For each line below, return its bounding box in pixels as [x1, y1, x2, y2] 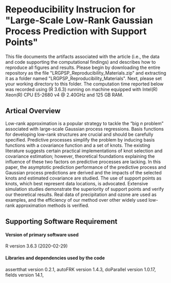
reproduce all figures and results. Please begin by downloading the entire [5, 64, 161, 70]
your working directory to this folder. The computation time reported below [5, 81, 164, 87]
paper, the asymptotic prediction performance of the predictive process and [5, 164, 166, 170]
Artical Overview [5, 107, 61, 115]
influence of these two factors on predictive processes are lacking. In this [5, 158, 161, 165]
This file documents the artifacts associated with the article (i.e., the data [5, 53, 160, 60]
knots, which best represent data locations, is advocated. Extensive [5, 180, 148, 186]
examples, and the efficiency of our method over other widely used [5, 197, 147, 203]
